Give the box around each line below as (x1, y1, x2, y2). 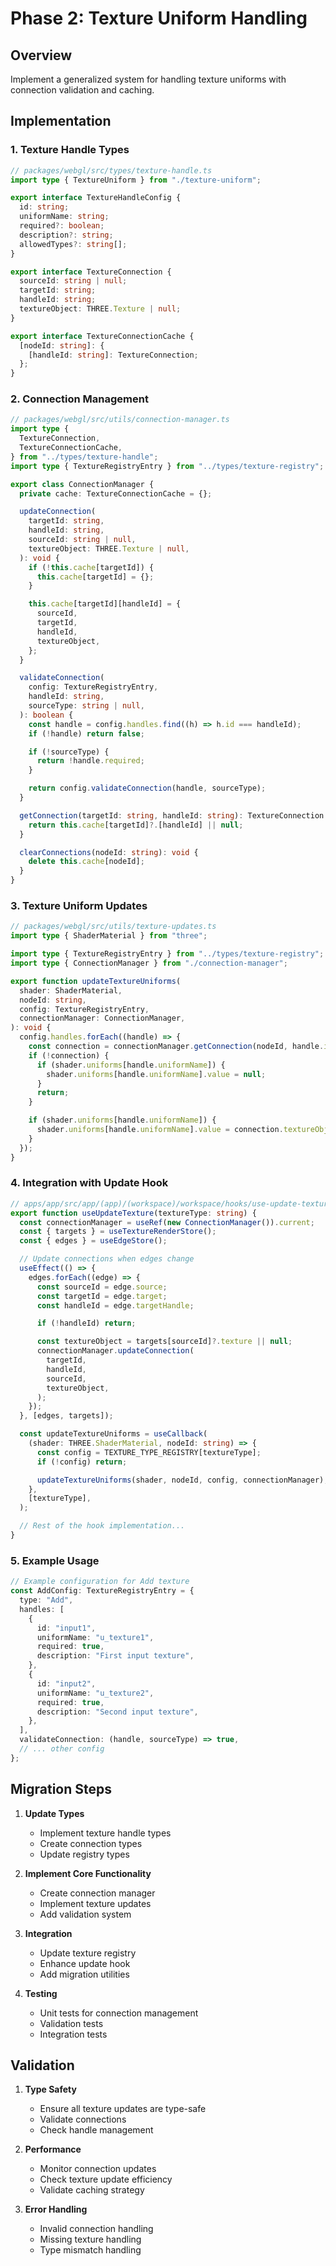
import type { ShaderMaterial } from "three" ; (10, 931, 208, 941)
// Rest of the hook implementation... (19, 1521, 186, 1531)
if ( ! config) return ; (36, 1457, 128, 1467)
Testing (24, 1987, 58, 1999)
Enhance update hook (39, 1957, 131, 1969)
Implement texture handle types (39, 1827, 172, 1839)
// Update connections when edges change (19, 1254, 195, 1264)
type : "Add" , (19, 1595, 74, 1605)
